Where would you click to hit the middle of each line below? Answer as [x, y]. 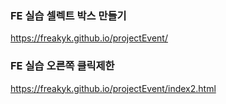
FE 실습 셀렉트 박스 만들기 [68, 15]
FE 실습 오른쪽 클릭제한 [62, 66]
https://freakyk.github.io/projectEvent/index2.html [113, 88]
